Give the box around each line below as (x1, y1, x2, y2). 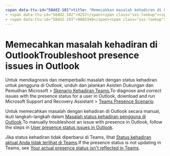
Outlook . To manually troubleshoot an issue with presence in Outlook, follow (5, 119, 163, 125)
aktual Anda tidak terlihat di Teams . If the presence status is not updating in (5, 140, 161, 146)
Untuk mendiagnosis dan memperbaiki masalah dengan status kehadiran (5, 77, 157, 83)
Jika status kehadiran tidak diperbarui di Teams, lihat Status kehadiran (5, 134, 152, 140)
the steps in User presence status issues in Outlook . (5, 125, 114, 131)
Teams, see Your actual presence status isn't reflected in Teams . (5, 145, 140, 151)
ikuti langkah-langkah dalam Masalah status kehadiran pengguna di (5, 113, 146, 120)
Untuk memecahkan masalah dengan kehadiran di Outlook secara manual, (5, 108, 160, 114)
